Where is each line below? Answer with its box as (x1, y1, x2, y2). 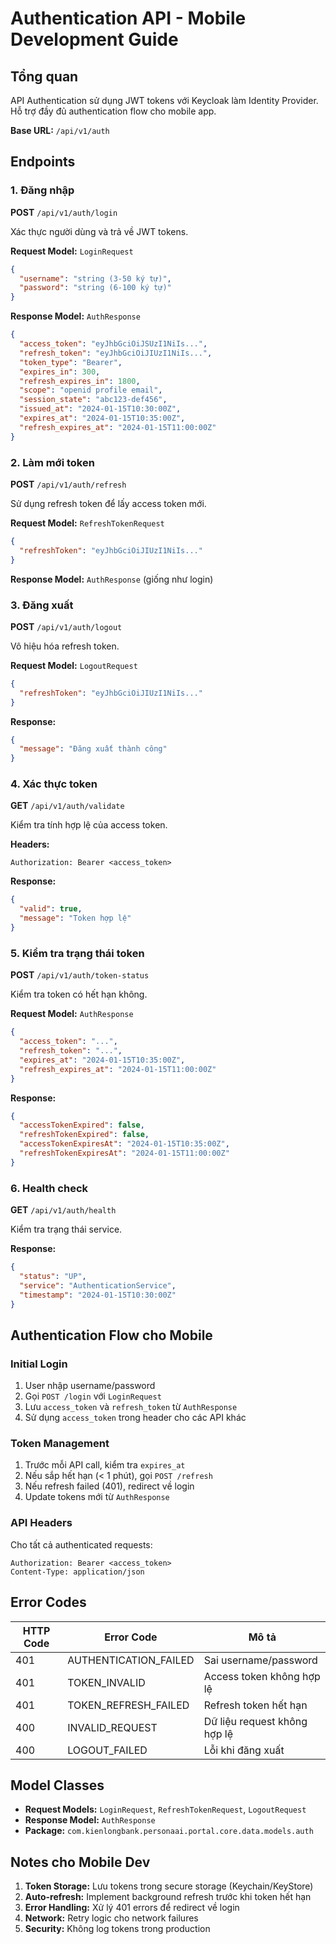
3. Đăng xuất (10, 598, 74, 612)
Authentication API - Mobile (10, 7, 247, 30)
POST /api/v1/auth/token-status (10, 969, 150, 981)
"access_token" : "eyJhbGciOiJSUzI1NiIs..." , (19, 339, 208, 349)
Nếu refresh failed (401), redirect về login (24, 1480, 195, 1492)
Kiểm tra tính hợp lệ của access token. (10, 819, 168, 831)
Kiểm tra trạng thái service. (10, 1223, 123, 1236)
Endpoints (10, 153, 76, 171)
